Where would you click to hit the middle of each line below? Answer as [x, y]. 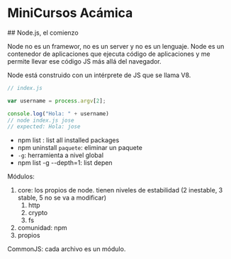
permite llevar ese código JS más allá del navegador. [84, 61]
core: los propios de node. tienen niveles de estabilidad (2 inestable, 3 [120, 190]
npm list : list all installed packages [68, 140]
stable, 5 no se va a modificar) [62, 198]
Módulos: [21, 177]
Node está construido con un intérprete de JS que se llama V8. [99, 75]
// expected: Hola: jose [44, 127]
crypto [38, 213]
